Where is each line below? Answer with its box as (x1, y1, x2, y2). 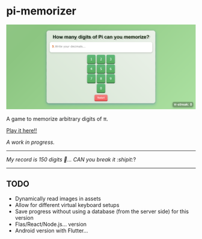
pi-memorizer (6, 4, 76, 18)
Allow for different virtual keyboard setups (14, 201, 120, 208)
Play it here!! (6, 126, 37, 134)
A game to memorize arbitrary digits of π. (6, 115, 108, 122)
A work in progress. (6, 138, 55, 146)
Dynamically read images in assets (14, 194, 101, 202)
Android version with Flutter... (14, 227, 88, 234)
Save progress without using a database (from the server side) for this (14, 208, 189, 215)
